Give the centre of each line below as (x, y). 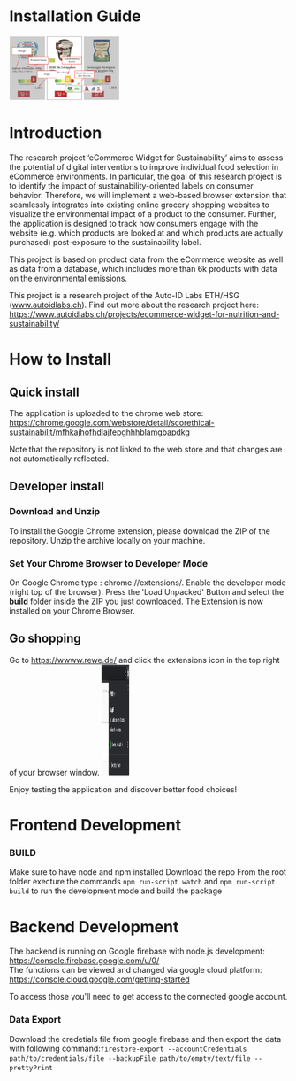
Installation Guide (75, 16)
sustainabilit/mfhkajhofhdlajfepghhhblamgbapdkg (99, 432)
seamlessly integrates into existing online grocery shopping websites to (139, 205)
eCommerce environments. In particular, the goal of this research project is (146, 177)
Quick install (44, 392)
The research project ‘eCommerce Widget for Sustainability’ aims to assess (146, 158)
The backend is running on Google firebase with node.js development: (137, 951)
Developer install (57, 486)
